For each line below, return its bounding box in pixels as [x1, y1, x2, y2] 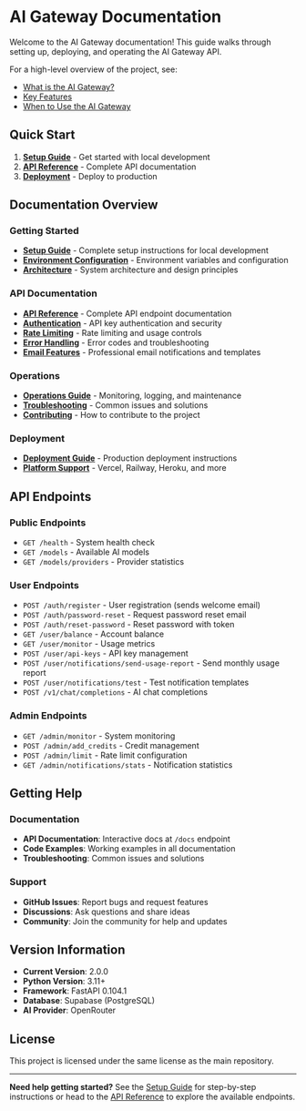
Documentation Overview [9, 198, 158, 213]
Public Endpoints [9, 516, 87, 529]
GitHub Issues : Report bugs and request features [22, 896, 209, 907]
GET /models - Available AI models [22, 546, 150, 557]
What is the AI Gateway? [22, 81, 116, 92]
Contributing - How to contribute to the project [22, 410, 200, 421]
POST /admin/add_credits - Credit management [22, 739, 199, 750]
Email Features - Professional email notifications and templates [22, 346, 261, 357]
